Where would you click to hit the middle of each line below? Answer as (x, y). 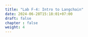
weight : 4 (15, 27)
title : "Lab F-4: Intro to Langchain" (44, 9)
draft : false (18, 18)
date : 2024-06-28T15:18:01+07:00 (39, 14)
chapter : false (21, 23)
